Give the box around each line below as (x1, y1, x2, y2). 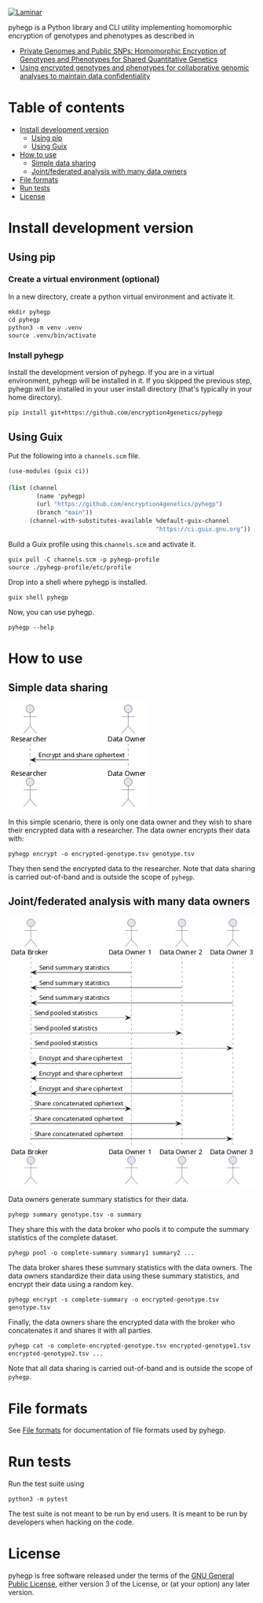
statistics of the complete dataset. (8, 1233, 119, 1242)
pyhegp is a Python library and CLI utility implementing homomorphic (8, 23, 232, 31)
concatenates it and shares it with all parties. (8, 1325, 153, 1336)
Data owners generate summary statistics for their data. (8, 1195, 188, 1204)
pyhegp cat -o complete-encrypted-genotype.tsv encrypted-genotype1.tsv (8, 1342, 251, 1350)
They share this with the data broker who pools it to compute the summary (8, 1225, 250, 1234)
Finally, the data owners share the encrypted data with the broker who (8, 1318, 236, 1327)
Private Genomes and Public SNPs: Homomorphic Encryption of (19, 46, 227, 55)
